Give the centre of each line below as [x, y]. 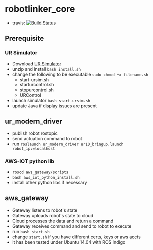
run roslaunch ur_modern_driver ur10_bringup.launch [68, 144]
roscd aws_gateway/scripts [40, 172]
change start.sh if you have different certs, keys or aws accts [76, 237]
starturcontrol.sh [37, 84]
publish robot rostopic [35, 133]
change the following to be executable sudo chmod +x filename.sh [80, 74]
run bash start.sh [31, 231]
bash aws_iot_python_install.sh [46, 177]
